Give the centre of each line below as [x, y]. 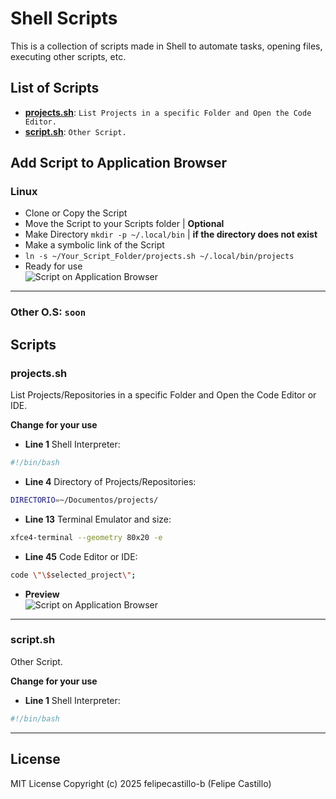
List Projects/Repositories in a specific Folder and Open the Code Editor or [163, 395]
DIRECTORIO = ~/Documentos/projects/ [84, 500]
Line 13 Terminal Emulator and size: [98, 519]
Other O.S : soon [48, 312]
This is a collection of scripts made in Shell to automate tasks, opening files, [166, 46]
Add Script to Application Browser [119, 163]
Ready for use [53, 266]
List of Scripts [55, 88]
